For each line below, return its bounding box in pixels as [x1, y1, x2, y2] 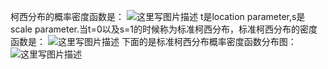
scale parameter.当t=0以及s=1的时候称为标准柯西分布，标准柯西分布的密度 [10, 23, 318, 35]
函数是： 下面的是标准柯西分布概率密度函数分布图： [10, 36, 297, 47]
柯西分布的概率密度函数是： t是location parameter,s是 [10, 11, 306, 22]
